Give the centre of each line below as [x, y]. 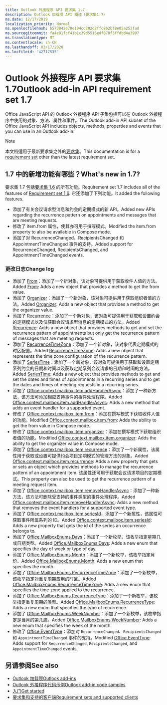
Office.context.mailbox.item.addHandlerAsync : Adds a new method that [86, 402]
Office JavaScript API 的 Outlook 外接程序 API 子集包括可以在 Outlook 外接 [82, 114]
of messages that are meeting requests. [53, 338]
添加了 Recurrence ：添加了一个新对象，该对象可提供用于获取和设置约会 [86, 316]
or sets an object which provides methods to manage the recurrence [83, 466]
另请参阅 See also [32, 665]
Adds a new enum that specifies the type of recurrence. [70, 607]
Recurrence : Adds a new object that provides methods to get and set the [87, 327]
